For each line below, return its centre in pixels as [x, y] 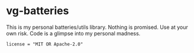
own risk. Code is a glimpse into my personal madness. [73, 33]
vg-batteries [38, 11]
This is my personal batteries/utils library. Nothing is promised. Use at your [97, 27]
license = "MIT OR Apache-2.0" [45, 44]
